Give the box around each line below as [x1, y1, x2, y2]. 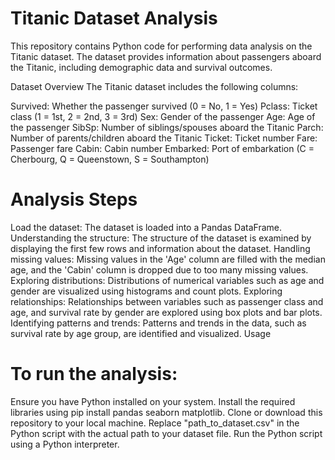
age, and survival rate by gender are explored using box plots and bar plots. [10, 306, 323, 318]
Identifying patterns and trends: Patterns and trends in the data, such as [10, 317, 307, 329]
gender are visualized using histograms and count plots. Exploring [10, 285, 283, 297]
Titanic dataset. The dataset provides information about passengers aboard [10, 50, 322, 62]
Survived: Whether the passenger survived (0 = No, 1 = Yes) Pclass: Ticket [10, 100, 318, 112]
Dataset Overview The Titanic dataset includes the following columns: [10, 80, 299, 92]
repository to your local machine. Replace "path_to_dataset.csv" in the [10, 417, 300, 429]
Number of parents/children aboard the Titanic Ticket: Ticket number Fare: [10, 132, 318, 144]
